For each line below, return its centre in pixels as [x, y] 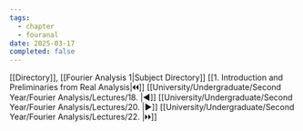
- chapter [36, 26]
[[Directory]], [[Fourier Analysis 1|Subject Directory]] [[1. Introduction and [146, 77]
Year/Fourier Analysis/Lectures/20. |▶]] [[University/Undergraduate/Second [152, 107]
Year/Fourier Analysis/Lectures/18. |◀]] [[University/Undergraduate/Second [151, 97]
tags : [20, 18]
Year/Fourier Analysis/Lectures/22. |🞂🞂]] [83, 117]
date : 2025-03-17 [42, 43]
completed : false [42, 52]
